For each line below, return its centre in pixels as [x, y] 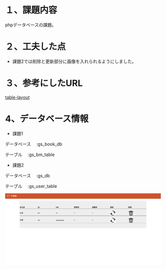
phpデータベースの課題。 [31, 25]
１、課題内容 [31, 10]
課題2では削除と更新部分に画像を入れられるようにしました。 [74, 61]
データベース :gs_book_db [34, 144]
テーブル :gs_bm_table [30, 155]
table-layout [17, 97]
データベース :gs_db [28, 175]
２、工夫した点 [36, 47]
